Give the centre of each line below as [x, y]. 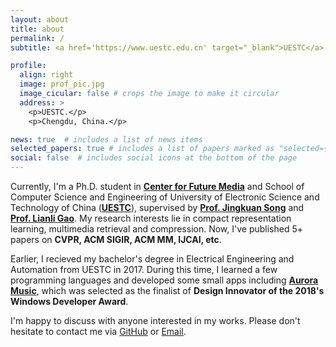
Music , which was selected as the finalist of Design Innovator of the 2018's [167, 290]
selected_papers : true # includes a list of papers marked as [142, 149]
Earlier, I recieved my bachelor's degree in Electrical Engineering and [152, 259]
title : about [37, 29]
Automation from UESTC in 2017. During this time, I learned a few [144, 269]
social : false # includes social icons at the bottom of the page [154, 158]
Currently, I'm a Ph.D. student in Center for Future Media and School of [157, 186]
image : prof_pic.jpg [62, 84]
